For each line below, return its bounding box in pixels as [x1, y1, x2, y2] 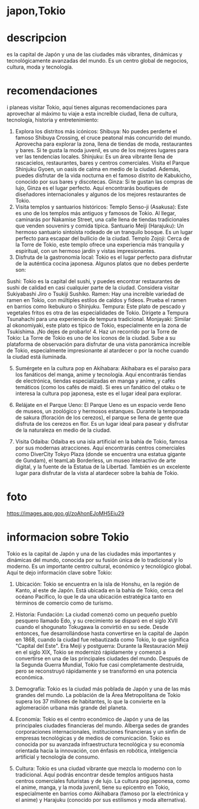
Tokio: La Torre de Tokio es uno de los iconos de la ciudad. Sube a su [6, 335, 176, 342]
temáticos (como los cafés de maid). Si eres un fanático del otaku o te [15, 384, 185, 391]
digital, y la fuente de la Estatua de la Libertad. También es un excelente [15, 463, 191, 470]
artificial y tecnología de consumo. [15, 753, 100, 760]
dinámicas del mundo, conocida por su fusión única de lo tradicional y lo [6, 556, 184, 563]
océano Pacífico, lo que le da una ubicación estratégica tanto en [15, 593, 172, 600]
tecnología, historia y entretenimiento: [6, 117, 99, 124]
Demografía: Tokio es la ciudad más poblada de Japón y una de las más [15, 685, 191, 692]
